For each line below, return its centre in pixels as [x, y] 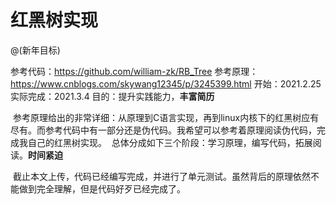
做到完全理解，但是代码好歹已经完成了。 [102, 188]
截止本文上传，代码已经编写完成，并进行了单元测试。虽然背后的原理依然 [161, 176]
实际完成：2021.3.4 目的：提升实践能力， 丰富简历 [112, 96]
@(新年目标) [35, 50]
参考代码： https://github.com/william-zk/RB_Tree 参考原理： [134, 71]
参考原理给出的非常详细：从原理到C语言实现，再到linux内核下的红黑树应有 [166, 117]
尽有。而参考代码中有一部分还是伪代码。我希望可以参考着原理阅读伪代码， [163, 130]
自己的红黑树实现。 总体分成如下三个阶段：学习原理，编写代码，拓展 [170, 142]
